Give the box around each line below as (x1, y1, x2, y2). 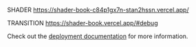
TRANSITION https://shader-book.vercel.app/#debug (7, 19, 158, 27)
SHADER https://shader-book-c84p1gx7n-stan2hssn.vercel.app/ (7, 6, 189, 14)
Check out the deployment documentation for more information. (7, 32, 188, 40)
